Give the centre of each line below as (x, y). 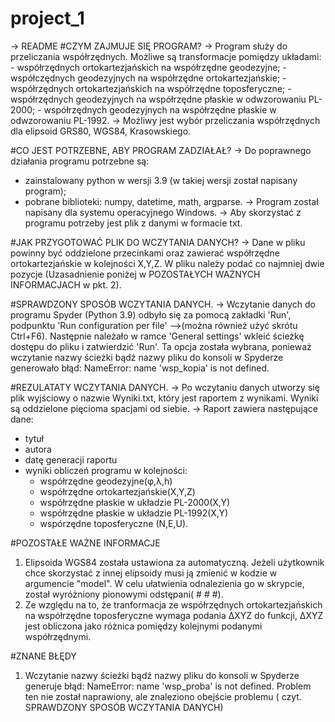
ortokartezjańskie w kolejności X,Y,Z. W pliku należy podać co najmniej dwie (167, 263)
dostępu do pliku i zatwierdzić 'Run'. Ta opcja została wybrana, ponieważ (161, 346)
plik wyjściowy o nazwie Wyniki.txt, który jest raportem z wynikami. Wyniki (164, 398)
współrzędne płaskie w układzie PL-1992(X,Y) (134, 513)
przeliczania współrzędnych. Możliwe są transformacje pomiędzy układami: (166, 56)
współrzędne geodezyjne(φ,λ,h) (106, 481)
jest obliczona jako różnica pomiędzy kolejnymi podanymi (143, 626)
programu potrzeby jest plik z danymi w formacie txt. (133, 223)
